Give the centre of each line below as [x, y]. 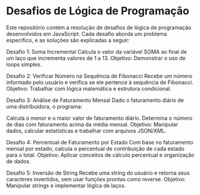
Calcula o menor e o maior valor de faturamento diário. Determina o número [99, 118]
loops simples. [24, 64]
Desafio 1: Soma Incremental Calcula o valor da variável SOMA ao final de [96, 51]
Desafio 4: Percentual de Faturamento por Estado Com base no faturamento [100, 142]
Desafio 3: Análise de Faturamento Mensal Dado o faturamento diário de [95, 100]
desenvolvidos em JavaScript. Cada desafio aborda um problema [87, 33]
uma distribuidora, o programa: [44, 106]
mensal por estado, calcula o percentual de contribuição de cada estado [96, 148]
